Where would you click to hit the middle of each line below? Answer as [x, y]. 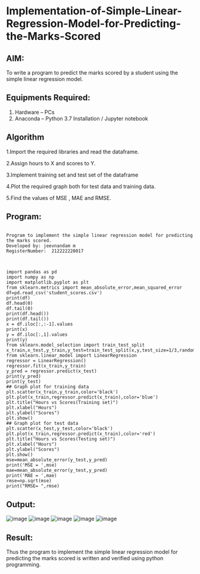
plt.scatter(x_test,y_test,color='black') [60, 429]
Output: [21, 504]
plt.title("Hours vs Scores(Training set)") [62, 403]
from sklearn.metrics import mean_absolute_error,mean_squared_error [94, 288]
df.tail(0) [20, 308]
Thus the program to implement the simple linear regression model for [92, 552]
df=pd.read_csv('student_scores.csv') [54, 293]
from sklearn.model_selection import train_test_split [76, 345]
